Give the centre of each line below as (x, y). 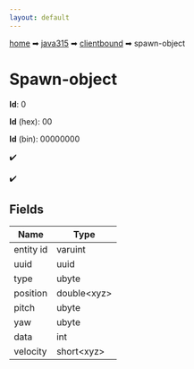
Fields (27, 209)
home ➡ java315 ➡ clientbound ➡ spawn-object (97, 43)
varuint (72, 250)
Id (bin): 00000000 (45, 139)
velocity (30, 352)
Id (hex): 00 (31, 121)
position (30, 294)
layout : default (39, 17)
